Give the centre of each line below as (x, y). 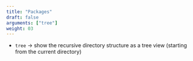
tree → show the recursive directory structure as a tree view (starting (101, 45)
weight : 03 (20, 28)
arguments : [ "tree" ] (32, 23)
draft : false (23, 17)
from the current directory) (48, 52)
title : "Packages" (29, 12)
